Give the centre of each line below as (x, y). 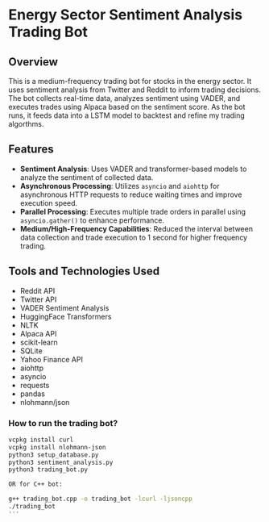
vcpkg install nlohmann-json (57, 447)
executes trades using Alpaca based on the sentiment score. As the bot (127, 107)
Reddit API (37, 290)
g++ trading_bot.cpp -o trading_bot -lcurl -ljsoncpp (101, 499)
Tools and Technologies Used (84, 271)
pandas (33, 394)
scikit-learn (39, 342)
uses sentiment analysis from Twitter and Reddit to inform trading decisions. (135, 90)
